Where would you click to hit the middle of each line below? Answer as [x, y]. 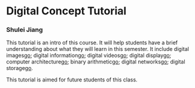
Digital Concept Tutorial [66, 11]
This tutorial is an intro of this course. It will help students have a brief [92, 43]
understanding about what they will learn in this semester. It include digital [98, 49]
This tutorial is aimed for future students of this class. [72, 80]
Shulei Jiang [25, 30]
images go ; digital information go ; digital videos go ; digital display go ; [89, 56]
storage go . [20, 68]
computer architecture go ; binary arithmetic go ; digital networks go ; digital [96, 62]
